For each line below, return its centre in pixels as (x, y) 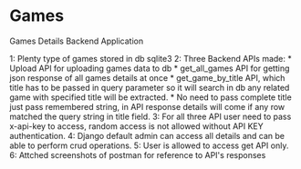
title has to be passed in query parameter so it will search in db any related (150, 87)
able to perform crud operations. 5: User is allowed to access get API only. (149, 145)
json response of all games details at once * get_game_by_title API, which (147, 77)
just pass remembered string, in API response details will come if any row (147, 106)
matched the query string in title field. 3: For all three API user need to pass (150, 116)
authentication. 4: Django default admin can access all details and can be (147, 135)
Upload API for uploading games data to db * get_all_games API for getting (150, 68)
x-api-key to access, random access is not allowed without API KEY (137, 126)
